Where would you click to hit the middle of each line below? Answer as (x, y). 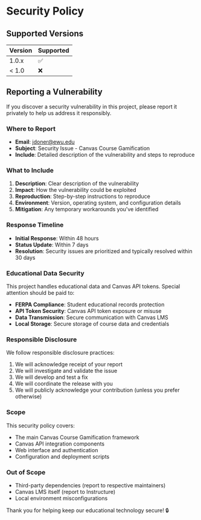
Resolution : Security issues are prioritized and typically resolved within (104, 251)
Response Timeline (35, 225)
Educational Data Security (45, 273)
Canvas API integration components (59, 444)
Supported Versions (45, 34)
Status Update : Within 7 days (52, 245)
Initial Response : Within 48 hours (57, 238)
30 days (25, 257)
